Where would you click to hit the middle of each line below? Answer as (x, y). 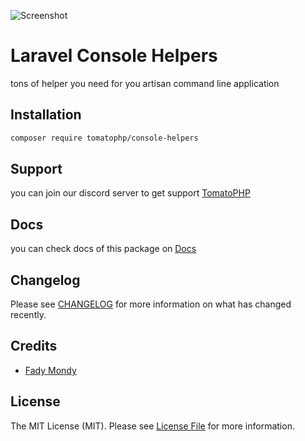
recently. (28, 315)
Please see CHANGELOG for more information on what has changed (151, 304)
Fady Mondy (50, 370)
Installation (46, 115)
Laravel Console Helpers (114, 56)
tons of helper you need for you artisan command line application (145, 83)
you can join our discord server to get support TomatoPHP (130, 193)
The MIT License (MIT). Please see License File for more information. (152, 426)
